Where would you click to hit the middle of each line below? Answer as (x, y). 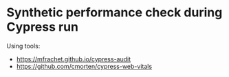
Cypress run (43, 27)
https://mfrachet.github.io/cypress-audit (74, 59)
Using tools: (23, 46)
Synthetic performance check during (115, 13)
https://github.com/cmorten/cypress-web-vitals (84, 66)
